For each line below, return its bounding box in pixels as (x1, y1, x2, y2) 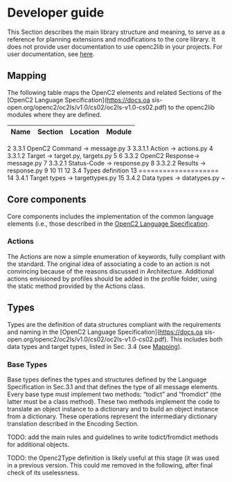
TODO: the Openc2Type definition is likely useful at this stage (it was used (7, 454, 220, 462)
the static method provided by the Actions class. (7, 282, 145, 290)
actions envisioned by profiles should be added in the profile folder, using (7, 274, 217, 283)
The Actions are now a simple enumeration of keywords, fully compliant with (7, 252, 226, 260)
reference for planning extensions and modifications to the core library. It (7, 35, 216, 43)
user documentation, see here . (7, 50, 95, 58)
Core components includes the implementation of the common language (7, 212, 214, 220)
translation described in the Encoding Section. (7, 419, 139, 427)
